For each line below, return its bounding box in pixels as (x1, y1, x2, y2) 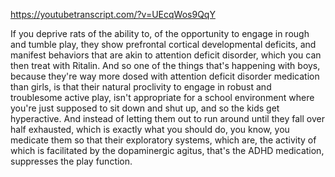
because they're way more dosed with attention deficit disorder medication (10, 70, 320, 82)
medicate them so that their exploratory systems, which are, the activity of (10, 134, 317, 146)
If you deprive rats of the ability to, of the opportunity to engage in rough (10, 28, 310, 39)
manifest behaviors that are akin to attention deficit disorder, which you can (10, 49, 322, 61)
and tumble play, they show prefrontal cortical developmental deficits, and (10, 39, 317, 50)
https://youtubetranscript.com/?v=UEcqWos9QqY (10, 9, 216, 20)
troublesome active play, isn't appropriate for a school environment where (10, 92, 315, 103)
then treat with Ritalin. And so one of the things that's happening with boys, (10, 60, 321, 71)
